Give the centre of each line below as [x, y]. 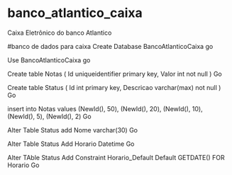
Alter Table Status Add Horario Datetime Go [71, 144]
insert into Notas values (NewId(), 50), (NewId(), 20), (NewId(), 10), [105, 108]
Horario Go [23, 165]
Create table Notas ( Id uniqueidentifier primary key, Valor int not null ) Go [115, 74]
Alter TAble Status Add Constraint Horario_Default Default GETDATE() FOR [116, 157]
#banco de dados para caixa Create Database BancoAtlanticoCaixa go [110, 46]
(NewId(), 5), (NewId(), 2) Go [49, 116]
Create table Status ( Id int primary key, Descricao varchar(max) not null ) [114, 87]
